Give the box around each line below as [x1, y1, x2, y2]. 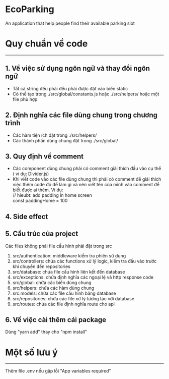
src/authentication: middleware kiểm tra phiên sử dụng [12, 252, 126, 258]
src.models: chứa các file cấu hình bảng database [12, 290, 116, 296]
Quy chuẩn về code [5, 38, 88, 49]
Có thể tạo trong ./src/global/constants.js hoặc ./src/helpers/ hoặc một [12, 91, 159, 97]
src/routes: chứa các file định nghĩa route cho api [12, 301, 115, 307]
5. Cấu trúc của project [5, 230, 78, 238]
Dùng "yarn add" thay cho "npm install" [5, 329, 87, 335]
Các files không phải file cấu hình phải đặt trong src [5, 243, 112, 249]
